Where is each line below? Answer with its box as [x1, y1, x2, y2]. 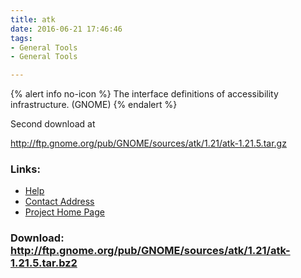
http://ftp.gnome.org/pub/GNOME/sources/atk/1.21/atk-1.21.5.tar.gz [10, 137, 287, 150]
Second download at [10, 118, 96, 130]
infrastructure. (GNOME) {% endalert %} [10, 99, 178, 111]
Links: [10, 162, 41, 176]
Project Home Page [24, 206, 105, 218]
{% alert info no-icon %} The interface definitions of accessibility [10, 88, 279, 100]
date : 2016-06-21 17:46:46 [10, 24, 123, 34]
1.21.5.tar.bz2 [10, 256, 78, 270]
